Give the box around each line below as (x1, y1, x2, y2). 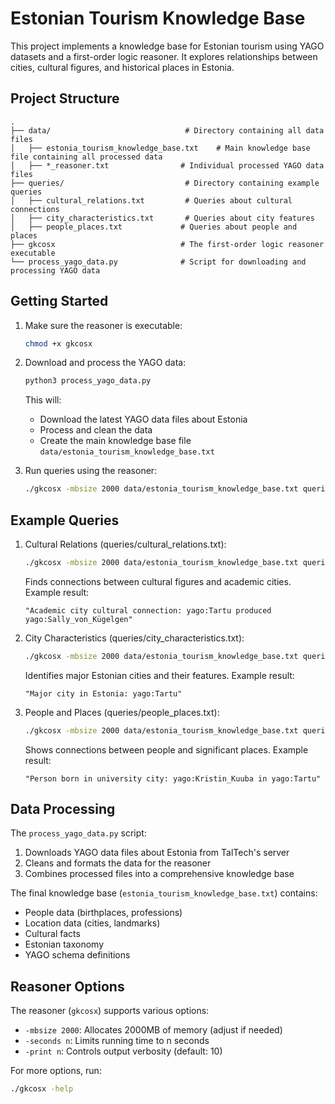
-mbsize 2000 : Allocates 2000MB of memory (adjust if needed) (24, 1024, 283, 1036)
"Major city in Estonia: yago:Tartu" (24, 688, 183, 699)
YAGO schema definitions (24, 949, 131, 961)
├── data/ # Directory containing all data (10, 125, 325, 136)
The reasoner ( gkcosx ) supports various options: (10, 1005, 210, 1017)
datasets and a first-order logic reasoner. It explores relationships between (10, 50, 318, 62)
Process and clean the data (39, 424, 153, 436)
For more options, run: (10, 1065, 102, 1077)
